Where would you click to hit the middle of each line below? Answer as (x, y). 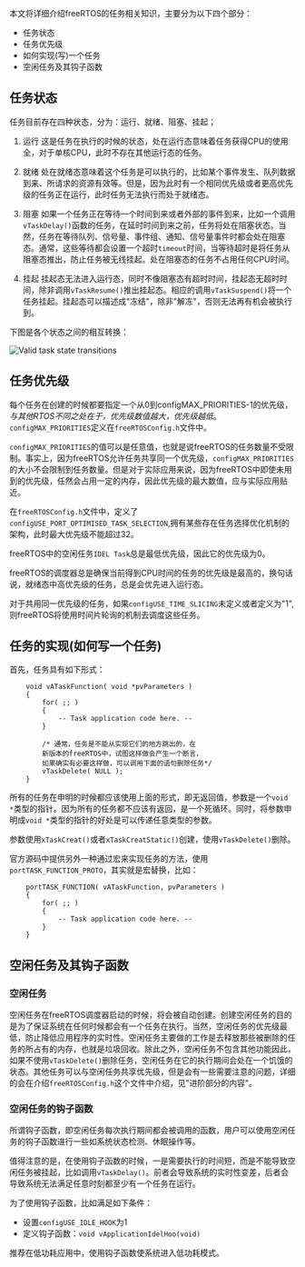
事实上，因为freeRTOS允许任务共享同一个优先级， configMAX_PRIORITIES (160, 458)
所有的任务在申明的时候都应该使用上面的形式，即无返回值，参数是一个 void (149, 797)
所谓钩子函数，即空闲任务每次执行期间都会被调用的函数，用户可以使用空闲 (148, 1131)
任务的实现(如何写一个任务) (85, 647)
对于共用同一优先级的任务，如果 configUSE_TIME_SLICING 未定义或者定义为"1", (152, 604)
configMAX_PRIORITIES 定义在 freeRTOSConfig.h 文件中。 (110, 427)
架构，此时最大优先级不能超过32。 (74, 534)
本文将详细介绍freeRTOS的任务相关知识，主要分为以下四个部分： (131, 13)
